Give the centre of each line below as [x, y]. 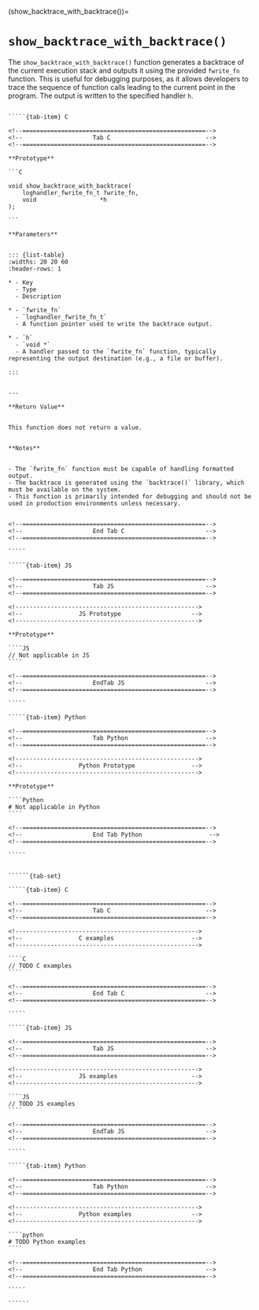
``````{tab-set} [35, 876]
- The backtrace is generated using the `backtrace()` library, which [126, 483]
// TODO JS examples [42, 1103]
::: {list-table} [37, 255]
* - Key [21, 282]
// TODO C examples [40, 965]
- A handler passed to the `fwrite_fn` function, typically [116, 351]
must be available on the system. [65, 489]
